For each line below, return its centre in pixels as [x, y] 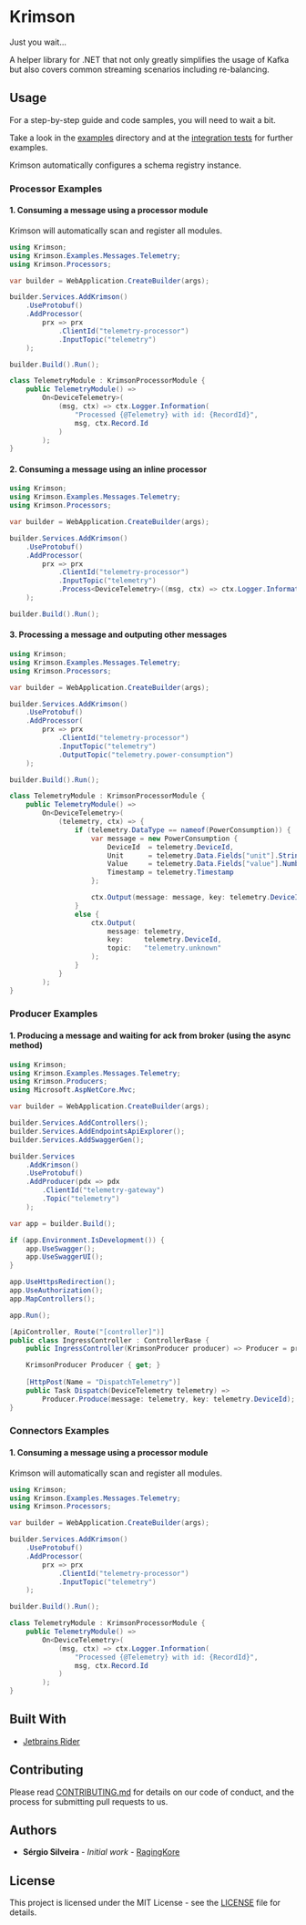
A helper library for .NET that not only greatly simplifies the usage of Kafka [149, 59]
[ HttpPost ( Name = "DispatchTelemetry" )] [103, 1383]
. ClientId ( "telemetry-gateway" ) [104, 1190]
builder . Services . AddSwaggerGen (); [77, 1140]
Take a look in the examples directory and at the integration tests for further [151, 138]
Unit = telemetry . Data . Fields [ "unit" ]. [193, 855]
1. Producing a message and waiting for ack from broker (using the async [150, 1035]
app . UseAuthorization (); [56, 1291]
